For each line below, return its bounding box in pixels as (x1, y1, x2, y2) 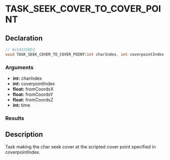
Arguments (5, 64, 34, 71)
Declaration (5, 34, 43, 42)
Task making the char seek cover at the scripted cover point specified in (5, 143, 156, 149)
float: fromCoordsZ (12, 97, 54, 103)
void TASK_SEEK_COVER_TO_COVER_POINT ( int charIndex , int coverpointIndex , (5, 51, 166, 57)
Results (5, 115, 24, 122)
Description (5, 130, 43, 139)
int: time (12, 102, 30, 109)
